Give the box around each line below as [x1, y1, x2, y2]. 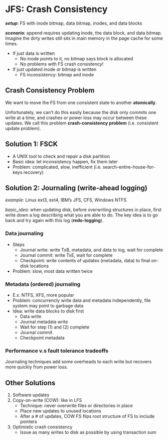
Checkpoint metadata [20, 335, 65, 341]
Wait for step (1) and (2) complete [20, 324, 89, 330]
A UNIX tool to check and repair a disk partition [12, 153, 110, 159]
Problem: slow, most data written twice [12, 268, 93, 274]
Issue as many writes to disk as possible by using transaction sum [20, 429, 156, 435]
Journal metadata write [20, 318, 68, 324]
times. [5, 40, 18, 46]
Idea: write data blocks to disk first [12, 308, 84, 314]
